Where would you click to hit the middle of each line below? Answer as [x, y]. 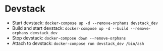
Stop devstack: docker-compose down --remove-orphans [69, 38]
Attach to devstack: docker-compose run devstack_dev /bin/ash [78, 43]
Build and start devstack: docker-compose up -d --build [70, 28]
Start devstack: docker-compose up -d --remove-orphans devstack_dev [85, 23]
